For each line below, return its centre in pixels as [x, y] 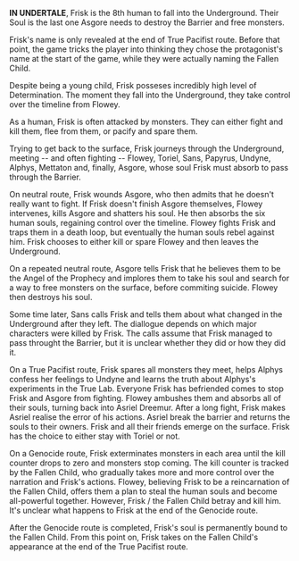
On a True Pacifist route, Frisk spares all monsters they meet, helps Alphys [146, 369]
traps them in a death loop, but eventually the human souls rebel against [142, 232]
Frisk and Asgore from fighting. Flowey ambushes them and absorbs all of [145, 398]
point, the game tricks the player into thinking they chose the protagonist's [146, 49]
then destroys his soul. [51, 297]
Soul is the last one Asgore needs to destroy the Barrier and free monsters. [147, 22]
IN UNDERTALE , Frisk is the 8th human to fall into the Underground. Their [144, 13]
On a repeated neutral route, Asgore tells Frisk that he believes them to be [145, 268]
